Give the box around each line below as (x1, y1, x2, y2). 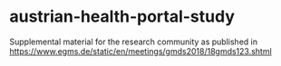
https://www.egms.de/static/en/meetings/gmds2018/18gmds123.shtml (9, 45, 272, 56)
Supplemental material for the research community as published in (9, 36, 258, 47)
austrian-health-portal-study (9, 6, 236, 27)
